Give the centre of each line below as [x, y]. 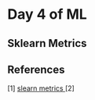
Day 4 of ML [47, 14]
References [36, 69]
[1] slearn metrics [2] [41, 88]
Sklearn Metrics [47, 43]
